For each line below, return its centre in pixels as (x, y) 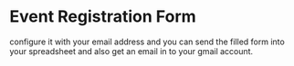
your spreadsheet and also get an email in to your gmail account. (131, 51)
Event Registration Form (103, 17)
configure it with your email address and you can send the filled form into (147, 42)
